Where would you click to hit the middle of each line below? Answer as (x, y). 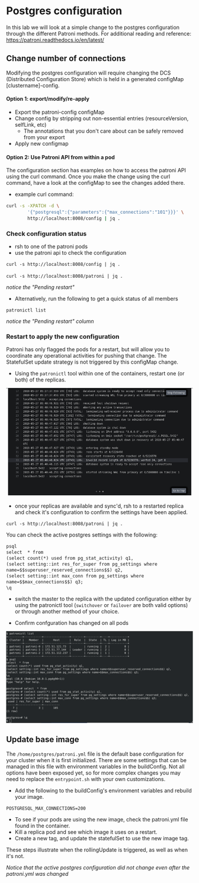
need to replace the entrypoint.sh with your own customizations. (86, 779)
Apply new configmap (41, 143)
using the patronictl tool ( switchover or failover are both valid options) (101, 605)
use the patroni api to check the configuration (70, 253)
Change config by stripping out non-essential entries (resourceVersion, (102, 118)
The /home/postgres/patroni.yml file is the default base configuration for (95, 754)
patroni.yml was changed (37, 874)
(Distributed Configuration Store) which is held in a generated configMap (95, 79)
